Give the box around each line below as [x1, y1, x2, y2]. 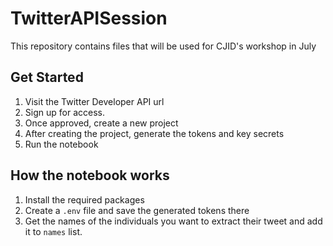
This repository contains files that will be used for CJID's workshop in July [10, 40, 317, 52]
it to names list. [24, 225, 83, 237]
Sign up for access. [24, 106, 105, 118]
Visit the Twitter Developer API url [24, 95, 165, 107]
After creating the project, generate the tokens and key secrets [24, 127, 285, 139]
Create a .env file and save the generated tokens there [24, 204, 250, 216]
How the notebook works [10, 167, 170, 184]
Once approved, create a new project [24, 117, 179, 129]
